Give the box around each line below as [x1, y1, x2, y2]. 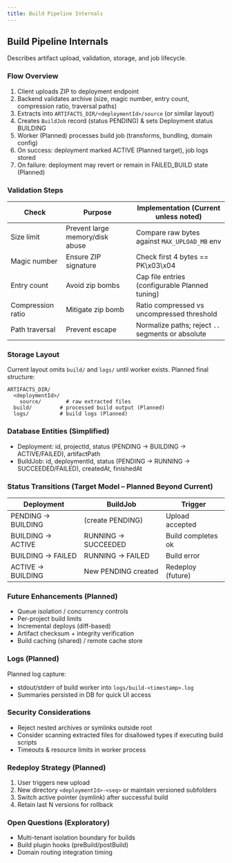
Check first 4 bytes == [135, 252, 209, 262]
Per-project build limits [17, 615, 82, 623]
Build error [165, 551, 200, 561]
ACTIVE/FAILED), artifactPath [17, 449, 101, 457]
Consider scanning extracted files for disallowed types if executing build [17, 731, 223, 739]
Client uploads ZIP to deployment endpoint [17, 87, 139, 96]
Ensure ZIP [65, 252, 101, 262]
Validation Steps [7, 185, 64, 194]
